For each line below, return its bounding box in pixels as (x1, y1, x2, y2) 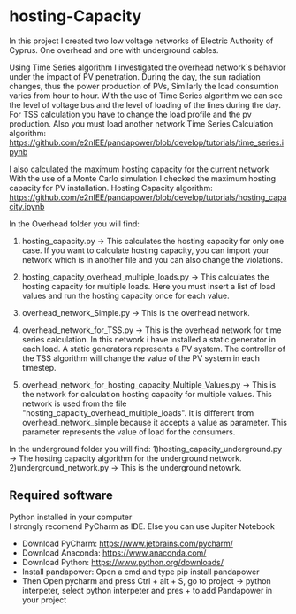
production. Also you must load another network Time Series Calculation (9, 118, 274, 129)
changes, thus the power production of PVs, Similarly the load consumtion (9, 81, 280, 91)
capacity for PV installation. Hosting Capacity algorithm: (9, 182, 214, 193)
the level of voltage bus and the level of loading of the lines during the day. (9, 99, 281, 110)
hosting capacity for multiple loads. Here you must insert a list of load (21, 280, 276, 291)
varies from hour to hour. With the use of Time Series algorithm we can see (9, 90, 283, 101)
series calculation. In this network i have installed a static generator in (21, 334, 277, 344)
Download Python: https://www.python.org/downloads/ (21, 556, 224, 567)
